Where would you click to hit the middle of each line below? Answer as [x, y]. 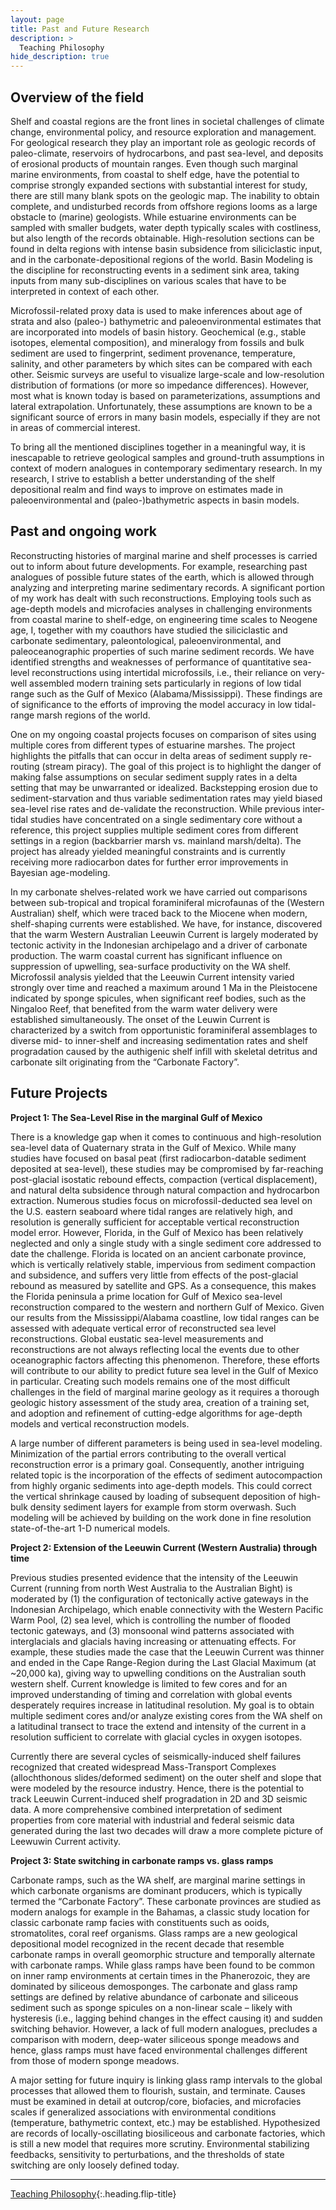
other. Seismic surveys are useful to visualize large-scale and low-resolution [167, 374]
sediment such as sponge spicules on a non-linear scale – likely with [151, 2007]
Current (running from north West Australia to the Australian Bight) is [151, 1588]
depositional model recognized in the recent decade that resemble [147, 1943]
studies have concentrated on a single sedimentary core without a [166, 819]
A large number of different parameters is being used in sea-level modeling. [166, 1443]
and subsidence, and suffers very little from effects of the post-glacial [154, 1275]
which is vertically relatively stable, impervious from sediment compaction [163, 1264]
